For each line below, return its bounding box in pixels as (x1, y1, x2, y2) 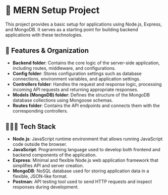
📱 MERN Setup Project (5, 5, 100, 16)
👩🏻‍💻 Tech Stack (5, 123, 56, 131)
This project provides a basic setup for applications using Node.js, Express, (5, 21, 162, 27)
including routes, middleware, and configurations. (12, 65, 116, 71)
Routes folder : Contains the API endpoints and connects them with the (12, 103, 160, 109)
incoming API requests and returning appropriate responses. (12, 86, 139, 92)
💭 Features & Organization (5, 46, 89, 55)
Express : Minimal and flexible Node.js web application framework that (12, 157, 159, 163)
